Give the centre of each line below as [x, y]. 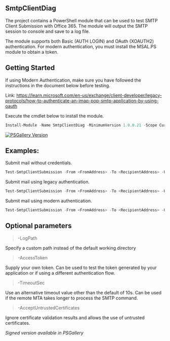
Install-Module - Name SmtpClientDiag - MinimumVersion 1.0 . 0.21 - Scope [81, 125]
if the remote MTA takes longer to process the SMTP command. [72, 298]
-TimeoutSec [31, 283]
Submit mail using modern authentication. [49, 201]
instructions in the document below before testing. [58, 85]
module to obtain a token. [32, 52]
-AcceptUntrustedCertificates [49, 308]
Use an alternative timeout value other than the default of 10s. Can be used [83, 292]
